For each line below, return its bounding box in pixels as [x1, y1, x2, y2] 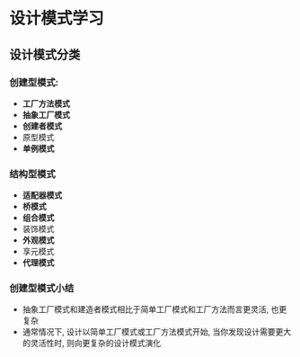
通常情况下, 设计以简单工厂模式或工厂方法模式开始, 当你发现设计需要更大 [22, 326, 292, 337]
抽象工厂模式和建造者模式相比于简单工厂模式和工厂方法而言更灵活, [22, 304, 269, 315]
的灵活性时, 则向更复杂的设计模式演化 [22, 338, 162, 349]
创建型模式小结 [9, 282, 75, 295]
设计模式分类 [9, 47, 81, 62]
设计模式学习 [9, 8, 105, 29]
